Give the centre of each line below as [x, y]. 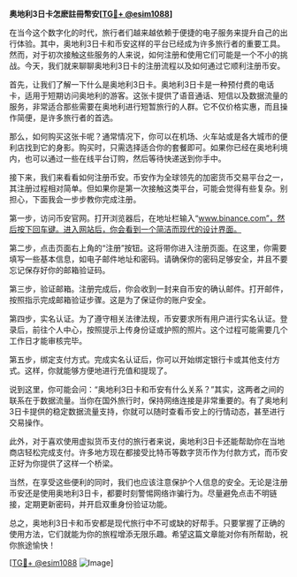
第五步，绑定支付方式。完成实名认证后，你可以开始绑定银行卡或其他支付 [141, 360]
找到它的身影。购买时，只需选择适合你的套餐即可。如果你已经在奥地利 [152, 148]
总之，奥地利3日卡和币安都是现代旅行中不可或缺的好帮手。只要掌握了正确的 [147, 523]
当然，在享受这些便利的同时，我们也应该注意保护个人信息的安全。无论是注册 [148, 482]
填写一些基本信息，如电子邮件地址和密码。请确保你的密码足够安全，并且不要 [148, 259]
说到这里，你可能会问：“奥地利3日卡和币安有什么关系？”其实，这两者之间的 [147, 389]
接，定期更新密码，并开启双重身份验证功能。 [91, 504]
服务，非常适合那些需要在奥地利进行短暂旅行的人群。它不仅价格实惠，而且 [145, 106]
